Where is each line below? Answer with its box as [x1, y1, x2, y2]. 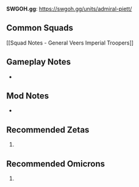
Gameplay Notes [6, 57, 71, 67]
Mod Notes [6, 91, 49, 101]
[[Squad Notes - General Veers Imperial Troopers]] [6, 39, 134, 46]
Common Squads [6, 23, 73, 33]
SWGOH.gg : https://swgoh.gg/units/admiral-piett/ [6, 5, 132, 12]
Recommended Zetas [6, 125, 90, 135]
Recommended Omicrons [6, 158, 105, 169]
